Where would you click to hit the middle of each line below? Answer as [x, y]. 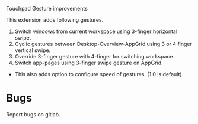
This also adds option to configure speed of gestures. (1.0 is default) [98, 74]
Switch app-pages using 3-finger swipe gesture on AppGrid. [89, 63]
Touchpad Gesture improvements [47, 9]
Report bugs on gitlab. [33, 114]
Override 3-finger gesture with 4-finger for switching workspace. [95, 56]
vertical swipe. [33, 50]
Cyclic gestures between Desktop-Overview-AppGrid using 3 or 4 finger [103, 44]
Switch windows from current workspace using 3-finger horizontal [96, 31]
